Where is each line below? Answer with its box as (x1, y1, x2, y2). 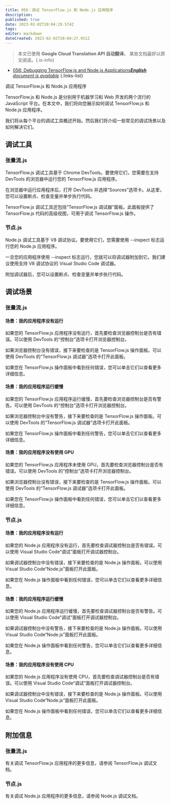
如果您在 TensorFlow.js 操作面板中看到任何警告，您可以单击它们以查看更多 (5, 430, 162, 436)
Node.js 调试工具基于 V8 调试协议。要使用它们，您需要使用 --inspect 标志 (5, 237, 160, 243)
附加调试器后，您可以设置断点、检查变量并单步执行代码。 (5, 271, 126, 277)
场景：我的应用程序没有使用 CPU (5, 661, 74, 667)
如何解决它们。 (5, 123, 37, 130)
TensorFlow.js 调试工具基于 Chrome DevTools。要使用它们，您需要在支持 (5, 169, 159, 175)
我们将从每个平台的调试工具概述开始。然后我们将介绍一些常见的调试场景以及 (5, 117, 166, 123)
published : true (5, 17, 40, 22)
